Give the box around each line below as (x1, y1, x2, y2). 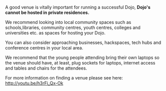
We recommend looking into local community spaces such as (5, 19, 131, 25)
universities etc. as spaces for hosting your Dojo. (5, 30, 106, 35)
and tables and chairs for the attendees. (5, 65, 87, 71)
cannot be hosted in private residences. (5, 9, 90, 15)
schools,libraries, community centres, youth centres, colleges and (5, 24, 141, 30)
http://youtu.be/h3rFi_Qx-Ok (5, 80, 63, 86)
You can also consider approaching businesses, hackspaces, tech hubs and (5, 39, 162, 45)
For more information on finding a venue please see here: (5, 75, 123, 80)
